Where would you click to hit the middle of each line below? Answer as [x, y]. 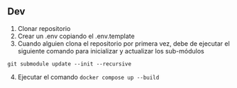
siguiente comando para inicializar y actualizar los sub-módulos [111, 51]
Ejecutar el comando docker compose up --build [88, 77]
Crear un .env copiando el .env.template [76, 36]
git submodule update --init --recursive [70, 64]
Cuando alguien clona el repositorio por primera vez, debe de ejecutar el [124, 43]
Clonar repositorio [44, 28]
